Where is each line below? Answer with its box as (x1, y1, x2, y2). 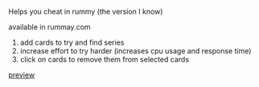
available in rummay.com (8, 22, 91, 31)
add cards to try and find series (19, 38, 125, 47)
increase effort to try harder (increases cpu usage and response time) (19, 46, 252, 55)
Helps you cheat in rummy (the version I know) (8, 7, 163, 16)
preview (8, 70, 35, 79)
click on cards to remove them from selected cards (19, 55, 190, 64)
